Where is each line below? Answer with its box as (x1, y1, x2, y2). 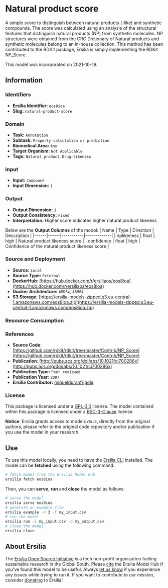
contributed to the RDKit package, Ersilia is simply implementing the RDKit (5, 46, 158, 52)
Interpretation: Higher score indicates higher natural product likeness (12, 217, 157, 223)
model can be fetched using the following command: (5, 462, 115, 468)
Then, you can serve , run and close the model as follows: (5, 486, 125, 492)
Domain (5, 120, 25, 127)
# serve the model (5, 495, 44, 500)
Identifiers (5, 91, 31, 98)
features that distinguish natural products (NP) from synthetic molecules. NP (5, 30, 163, 36)
